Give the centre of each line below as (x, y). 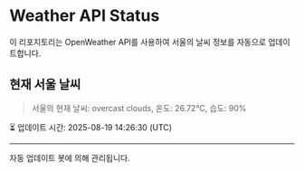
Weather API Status (85, 16)
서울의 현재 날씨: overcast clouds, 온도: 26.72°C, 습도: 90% (139, 108)
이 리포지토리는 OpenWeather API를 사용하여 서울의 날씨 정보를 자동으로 (138, 42)
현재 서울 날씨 (45, 85)
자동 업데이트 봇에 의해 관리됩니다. (70, 158)
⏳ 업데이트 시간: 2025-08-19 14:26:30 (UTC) (91, 127)
